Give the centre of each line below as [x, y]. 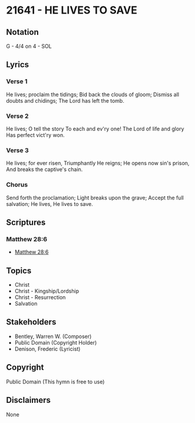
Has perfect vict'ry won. [35, 135]
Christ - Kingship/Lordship [47, 291]
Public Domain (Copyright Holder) [56, 342]
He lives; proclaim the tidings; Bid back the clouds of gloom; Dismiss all [93, 94]
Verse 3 [17, 150]
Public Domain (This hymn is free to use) [55, 382]
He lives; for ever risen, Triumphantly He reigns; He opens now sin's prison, [98, 163]
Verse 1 [17, 81]
